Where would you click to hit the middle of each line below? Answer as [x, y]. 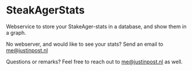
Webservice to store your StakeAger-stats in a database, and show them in [96, 26]
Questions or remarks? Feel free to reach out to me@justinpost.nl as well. [95, 62]
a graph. [16, 32]
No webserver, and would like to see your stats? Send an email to [85, 44]
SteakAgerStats [45, 10]
